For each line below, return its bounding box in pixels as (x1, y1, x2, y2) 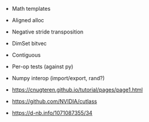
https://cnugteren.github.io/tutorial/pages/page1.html (11, 86, 143, 93)
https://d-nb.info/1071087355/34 (11, 109, 93, 116)
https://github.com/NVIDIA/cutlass (11, 98, 98, 105)
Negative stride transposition (11, 28, 84, 35)
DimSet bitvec (11, 40, 47, 47)
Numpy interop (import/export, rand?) (11, 75, 105, 81)
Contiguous (11, 51, 41, 59)
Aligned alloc (11, 17, 44, 23)
